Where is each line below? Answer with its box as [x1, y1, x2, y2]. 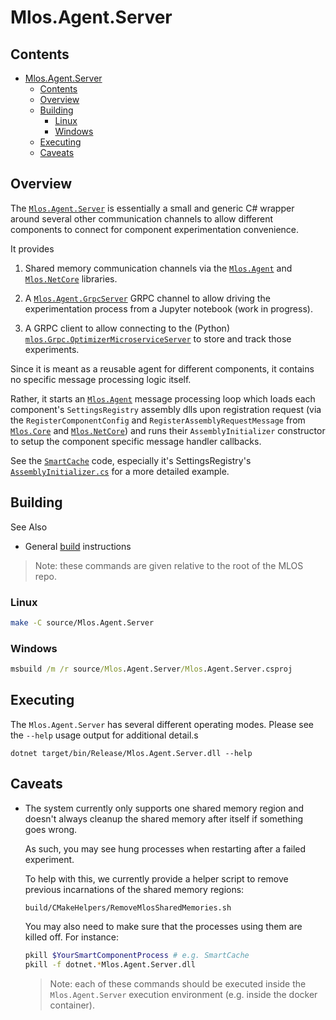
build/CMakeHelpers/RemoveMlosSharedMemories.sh [24, 902, 232, 913]
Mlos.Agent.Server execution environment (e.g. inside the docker [49, 989, 318, 1001]
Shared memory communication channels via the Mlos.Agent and [24, 262, 293, 274]
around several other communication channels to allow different [10, 212, 273, 225]
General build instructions [24, 540, 132, 552]
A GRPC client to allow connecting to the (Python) [24, 322, 230, 334]
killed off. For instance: [24, 931, 120, 943]
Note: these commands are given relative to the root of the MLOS [34, 559, 304, 571]
